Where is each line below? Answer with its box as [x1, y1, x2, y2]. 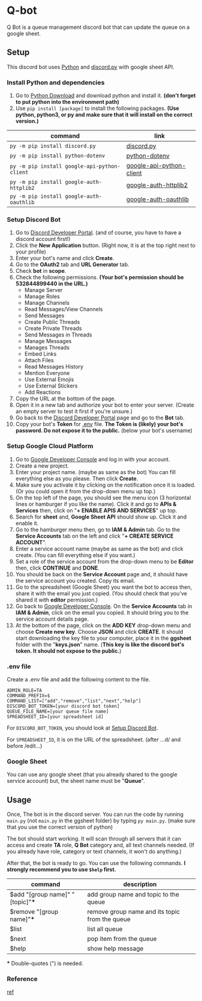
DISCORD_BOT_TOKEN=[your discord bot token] [7, 703, 120, 709]
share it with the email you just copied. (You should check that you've [15, 589, 188, 597]
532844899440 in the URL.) [15, 280, 89, 287]
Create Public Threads [24, 318, 80, 326]
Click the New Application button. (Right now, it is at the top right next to [15, 242, 195, 249]
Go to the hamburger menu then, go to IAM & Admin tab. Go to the [15, 526, 180, 533]
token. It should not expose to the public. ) [15, 647, 122, 654]
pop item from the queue [87, 935, 157, 943]
